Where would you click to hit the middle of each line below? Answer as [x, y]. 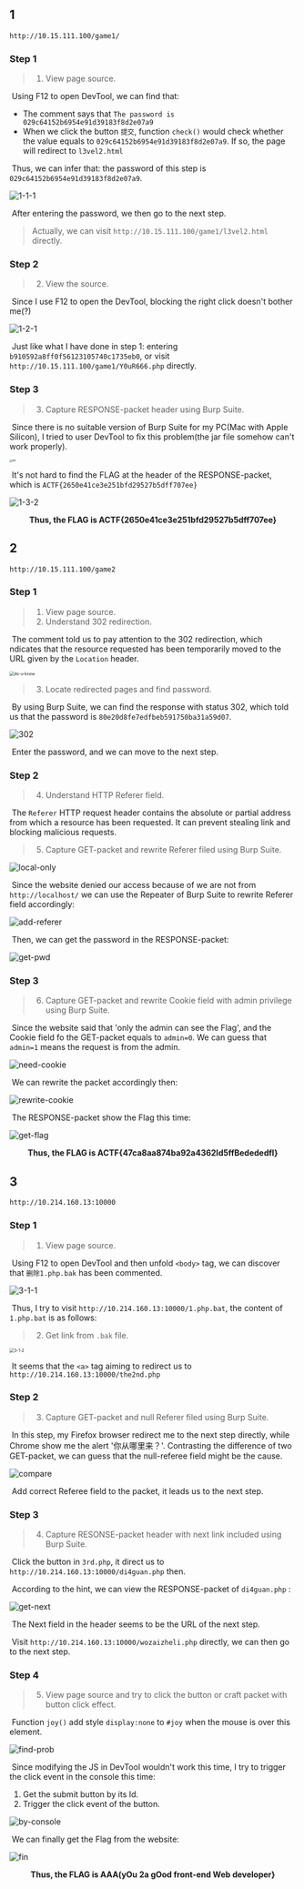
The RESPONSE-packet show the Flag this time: [101, 1117]
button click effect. [81, 1704]
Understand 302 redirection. [98, 621]
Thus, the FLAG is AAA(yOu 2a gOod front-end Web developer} [153, 1874]
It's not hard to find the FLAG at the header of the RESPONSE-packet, [142, 475]
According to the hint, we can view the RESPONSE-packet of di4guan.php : [151, 1589]
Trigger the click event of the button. [91, 1804]
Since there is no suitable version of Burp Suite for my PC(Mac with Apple [150, 427]
